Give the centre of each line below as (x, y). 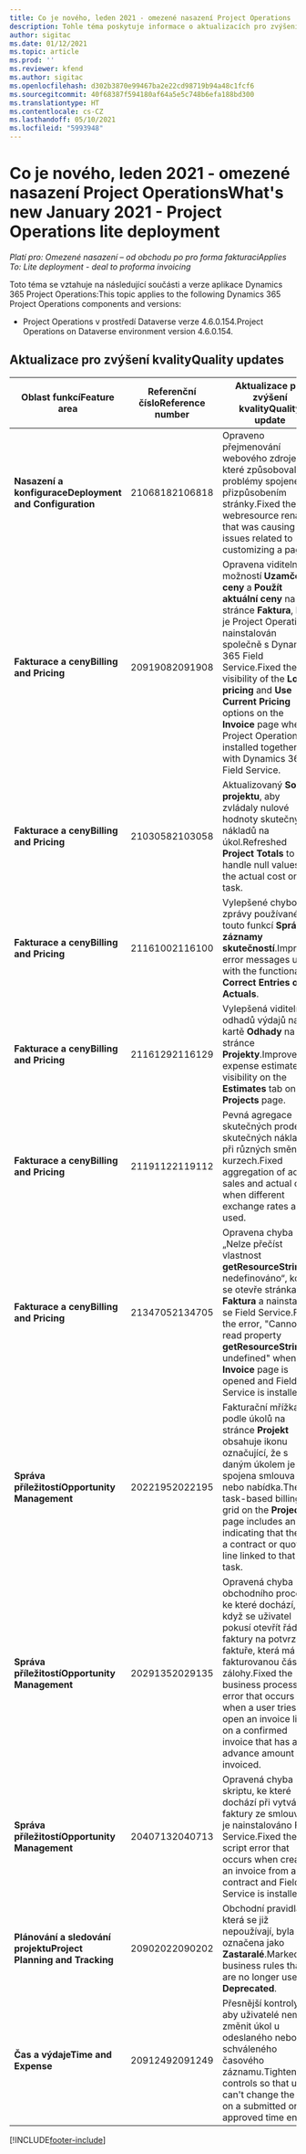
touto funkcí (248, 925)
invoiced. (242, 1764)
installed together (260, 747)
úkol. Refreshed (255, 841)
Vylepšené (245, 903)
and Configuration (55, 503)
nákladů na (246, 830)
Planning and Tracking (64, 1959)
